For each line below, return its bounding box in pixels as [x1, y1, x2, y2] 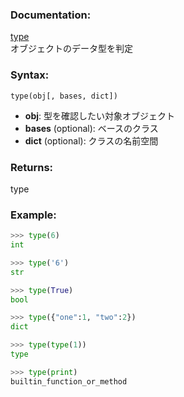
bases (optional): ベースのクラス [24, 122, 159, 134]
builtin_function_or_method [10, 376, 128, 387]
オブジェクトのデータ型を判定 [10, 43, 133, 55]
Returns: [10, 160, 54, 174]
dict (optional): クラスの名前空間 [24, 134, 159, 147]
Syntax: [10, 68, 50, 82]
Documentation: [10, 8, 92, 22]
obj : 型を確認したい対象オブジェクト [24, 109, 175, 122]
